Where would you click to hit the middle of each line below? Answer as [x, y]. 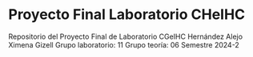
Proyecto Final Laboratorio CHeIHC [127, 15]
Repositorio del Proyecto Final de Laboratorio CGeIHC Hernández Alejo [125, 36]
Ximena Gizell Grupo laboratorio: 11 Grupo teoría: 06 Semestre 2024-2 [124, 44]
